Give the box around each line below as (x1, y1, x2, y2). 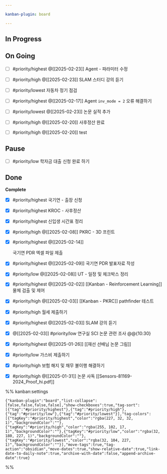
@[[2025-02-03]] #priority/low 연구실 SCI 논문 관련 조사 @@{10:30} (12, 330, 151, 336)
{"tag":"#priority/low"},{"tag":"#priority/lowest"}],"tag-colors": (5, 411, 151, 416)
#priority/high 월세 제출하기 (12, 309, 68, 315)
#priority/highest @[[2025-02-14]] (12, 239, 84, 245)
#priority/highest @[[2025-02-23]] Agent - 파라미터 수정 (12, 66, 128, 72)
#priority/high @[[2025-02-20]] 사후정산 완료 (12, 119, 105, 126)
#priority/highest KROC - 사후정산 (12, 208, 81, 214)
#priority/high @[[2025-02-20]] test (12, 129, 87, 136)
